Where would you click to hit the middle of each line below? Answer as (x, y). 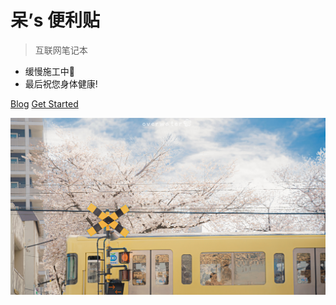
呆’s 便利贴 (55, 20)
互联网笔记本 (61, 50)
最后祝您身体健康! (61, 83)
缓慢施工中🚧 (49, 71)
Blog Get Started (44, 103)
